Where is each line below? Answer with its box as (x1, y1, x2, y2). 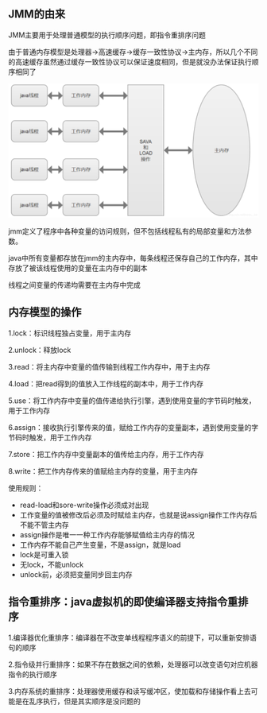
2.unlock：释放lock (8, 345, 72, 355)
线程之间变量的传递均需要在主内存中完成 (8, 281, 141, 290)
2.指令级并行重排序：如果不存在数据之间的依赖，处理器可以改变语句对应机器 (8, 659, 258, 669)
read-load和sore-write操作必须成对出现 (19, 500, 149, 510)
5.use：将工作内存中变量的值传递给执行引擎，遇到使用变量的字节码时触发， (8, 396, 256, 405)
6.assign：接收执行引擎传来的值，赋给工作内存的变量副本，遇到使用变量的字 (8, 422, 259, 432)
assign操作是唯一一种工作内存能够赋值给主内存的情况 (19, 529, 195, 539)
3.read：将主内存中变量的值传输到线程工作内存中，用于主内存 (8, 362, 211, 371)
